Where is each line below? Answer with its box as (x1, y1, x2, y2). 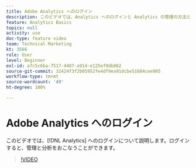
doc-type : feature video (6, 36, 67, 41)
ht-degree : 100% (6, 85, 46, 90)
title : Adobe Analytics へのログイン (6, 8, 93, 15)
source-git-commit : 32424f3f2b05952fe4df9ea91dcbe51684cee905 (6, 68, 161, 74)
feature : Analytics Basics (6, 19, 72, 25)
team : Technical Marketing (6, 41, 72, 47)
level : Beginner (6, 57, 46, 63)
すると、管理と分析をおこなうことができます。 (6, 144, 119, 151)
